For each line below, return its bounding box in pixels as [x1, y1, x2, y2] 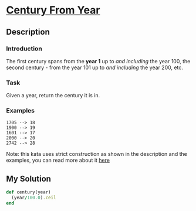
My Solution [6, 173, 52, 183]
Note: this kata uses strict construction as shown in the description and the [6, 151, 188, 158]
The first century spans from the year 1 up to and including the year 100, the [6, 57, 191, 64]
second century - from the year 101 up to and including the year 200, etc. [6, 64, 184, 71]
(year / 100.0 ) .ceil [11, 195, 57, 201]
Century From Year [6, 4, 100, 17]
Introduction [6, 45, 42, 53]
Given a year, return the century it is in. [6, 92, 100, 99]
